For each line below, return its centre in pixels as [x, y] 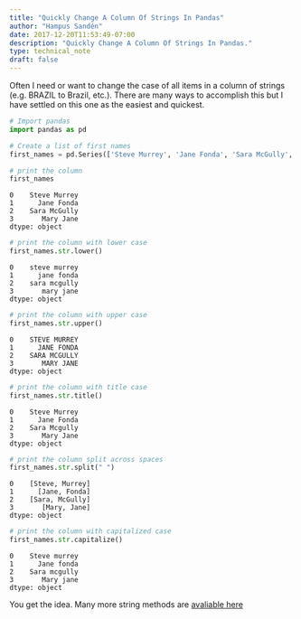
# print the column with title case [78, 387]
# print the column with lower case [78, 243]
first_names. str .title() [56, 395]
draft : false [34, 60]
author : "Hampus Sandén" [56, 26]
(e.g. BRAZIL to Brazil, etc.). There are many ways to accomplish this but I [146, 95]
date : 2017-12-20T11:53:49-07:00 [72, 34]
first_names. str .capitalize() [66, 540]
